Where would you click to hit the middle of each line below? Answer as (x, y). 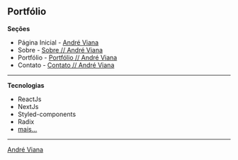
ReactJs (29, 99)
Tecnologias (26, 85)
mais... (27, 129)
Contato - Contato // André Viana (66, 65)
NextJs (28, 106)
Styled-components (47, 114)
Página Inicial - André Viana (58, 42)
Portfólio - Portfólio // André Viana (67, 57)
